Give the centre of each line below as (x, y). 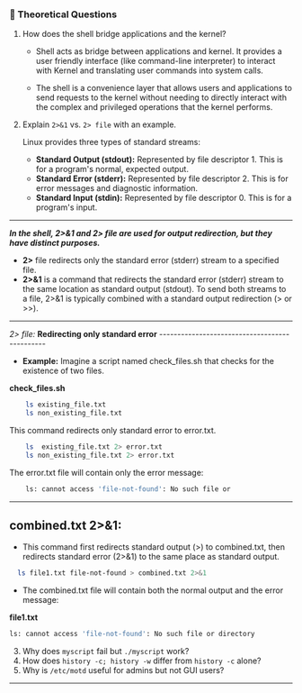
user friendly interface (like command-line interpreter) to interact (155, 61)
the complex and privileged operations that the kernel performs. (154, 107)
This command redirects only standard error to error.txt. (113, 431)
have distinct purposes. (55, 243)
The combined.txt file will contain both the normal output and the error (153, 590)
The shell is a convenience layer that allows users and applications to (164, 88)
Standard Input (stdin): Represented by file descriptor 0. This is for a (164, 198)
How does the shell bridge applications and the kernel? (124, 34)
